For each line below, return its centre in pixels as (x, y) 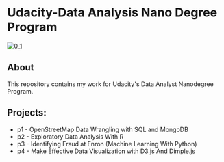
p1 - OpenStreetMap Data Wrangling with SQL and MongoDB (102, 129)
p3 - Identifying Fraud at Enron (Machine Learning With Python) (107, 144)
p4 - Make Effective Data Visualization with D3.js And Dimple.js (106, 151)
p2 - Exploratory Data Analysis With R (70, 136)
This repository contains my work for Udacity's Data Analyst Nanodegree (110, 84)
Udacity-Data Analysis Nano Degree (112, 13)
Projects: (27, 113)
